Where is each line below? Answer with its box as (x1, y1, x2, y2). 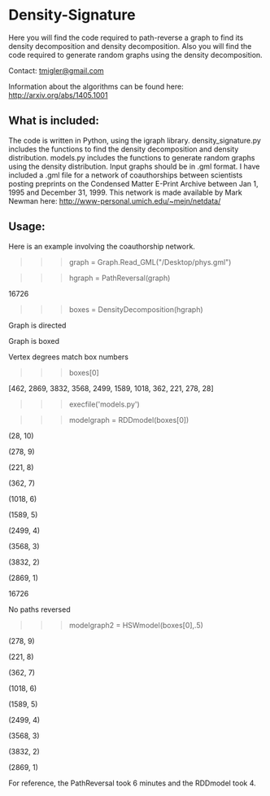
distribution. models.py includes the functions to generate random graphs (8, 152, 255, 162)
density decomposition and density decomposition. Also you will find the (8, 41, 252, 51)
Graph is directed (8, 320, 67, 330)
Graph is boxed (8, 336, 59, 345)
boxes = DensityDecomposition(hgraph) (68, 304, 203, 314)
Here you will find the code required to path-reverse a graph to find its (8, 33, 244, 42)
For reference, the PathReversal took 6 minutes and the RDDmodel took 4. (8, 778, 256, 788)
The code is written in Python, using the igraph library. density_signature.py (8, 135, 262, 145)
